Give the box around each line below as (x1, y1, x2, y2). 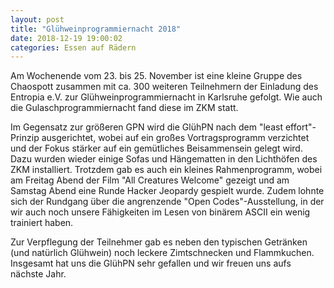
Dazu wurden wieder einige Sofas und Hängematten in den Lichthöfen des (10, 153, 318, 165)
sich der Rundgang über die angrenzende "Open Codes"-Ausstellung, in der (10, 196, 325, 208)
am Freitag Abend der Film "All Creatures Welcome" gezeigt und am (10, 174, 290, 186)
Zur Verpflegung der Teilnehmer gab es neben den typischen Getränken (10, 236, 308, 248)
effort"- (284, 121, 317, 133)
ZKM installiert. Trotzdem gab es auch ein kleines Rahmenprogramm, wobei (10, 164, 323, 176)
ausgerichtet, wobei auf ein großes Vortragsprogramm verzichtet (41, 132, 310, 144)
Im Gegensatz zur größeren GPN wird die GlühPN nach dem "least (10, 121, 283, 133)
